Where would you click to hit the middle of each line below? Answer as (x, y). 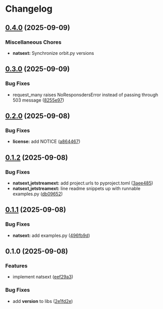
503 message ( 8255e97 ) (38, 100)
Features (16, 266)
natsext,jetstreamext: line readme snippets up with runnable (76, 188)
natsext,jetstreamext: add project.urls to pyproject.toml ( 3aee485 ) (83, 183)
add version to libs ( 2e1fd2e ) (43, 301)
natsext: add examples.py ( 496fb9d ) (51, 235)
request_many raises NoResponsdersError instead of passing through (85, 95)
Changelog (29, 9)
